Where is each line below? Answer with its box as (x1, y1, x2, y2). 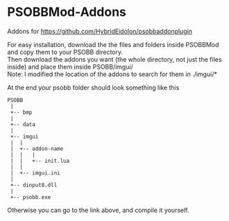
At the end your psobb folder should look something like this (7, 83, 180, 91)
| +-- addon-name (10, 145, 64, 152)
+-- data (10, 121, 36, 128)
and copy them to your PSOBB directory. (7, 48, 124, 56)
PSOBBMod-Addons (7, 4, 127, 20)
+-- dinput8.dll (10, 182, 58, 188)
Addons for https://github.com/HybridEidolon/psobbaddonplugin (7, 27, 193, 35)
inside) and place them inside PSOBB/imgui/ (7, 62, 133, 71)
